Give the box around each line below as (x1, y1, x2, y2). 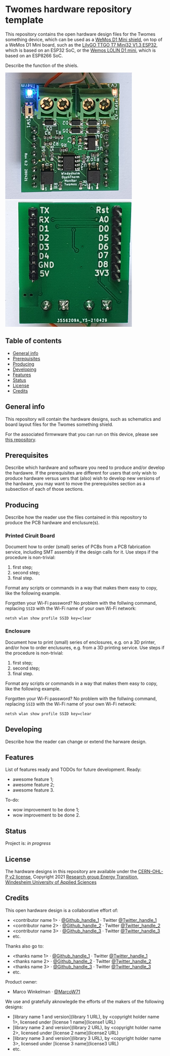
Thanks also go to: (5, 943, 44, 949)
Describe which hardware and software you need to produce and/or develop (5, 464, 165, 471)
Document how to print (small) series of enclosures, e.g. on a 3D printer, (5, 639, 156, 645)
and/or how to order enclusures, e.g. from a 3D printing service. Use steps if (5, 644, 164, 650)
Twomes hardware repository (5, 4, 132, 15)
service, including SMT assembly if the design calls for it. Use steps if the (5, 549, 158, 555)
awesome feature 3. (12, 787, 55, 793)
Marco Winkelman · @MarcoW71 (12, 989, 80, 995)
